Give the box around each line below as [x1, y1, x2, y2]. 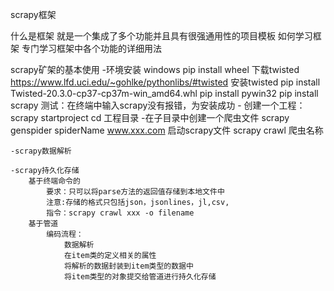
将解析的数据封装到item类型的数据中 [63, 261, 194, 271]
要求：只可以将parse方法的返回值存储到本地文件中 [46, 187, 225, 197]
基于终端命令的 [28, 176, 81, 186]
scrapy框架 [10, 9, 57, 20]
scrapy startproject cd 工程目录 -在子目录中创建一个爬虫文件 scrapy [10, 112, 290, 123]
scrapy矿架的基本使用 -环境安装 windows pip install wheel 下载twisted [10, 64, 300, 75]
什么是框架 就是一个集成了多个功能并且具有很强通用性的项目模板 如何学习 [10, 30, 313, 42]
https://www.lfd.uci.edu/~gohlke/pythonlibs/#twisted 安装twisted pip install [10, 76, 321, 88]
